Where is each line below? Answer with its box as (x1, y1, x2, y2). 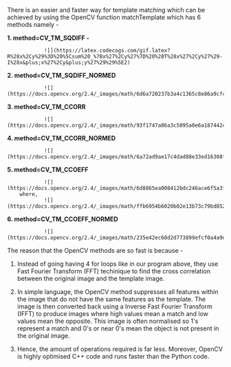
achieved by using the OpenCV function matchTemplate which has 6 (7, 13, 201, 21)
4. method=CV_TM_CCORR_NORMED (7, 134, 116, 142)
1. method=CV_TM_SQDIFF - (7, 34, 89, 42)
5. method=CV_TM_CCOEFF (7, 165, 89, 174)
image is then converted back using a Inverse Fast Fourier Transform (16, 302, 213, 311)
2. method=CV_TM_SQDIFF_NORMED (7, 72, 116, 79)
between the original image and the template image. (16, 275, 165, 282)
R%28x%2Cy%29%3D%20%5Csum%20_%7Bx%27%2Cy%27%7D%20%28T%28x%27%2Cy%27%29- (7, 53, 223, 60)
